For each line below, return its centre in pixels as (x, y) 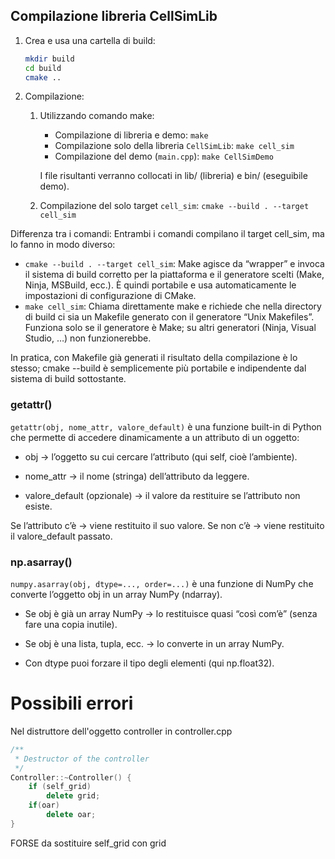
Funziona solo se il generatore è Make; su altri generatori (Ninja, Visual (170, 328)
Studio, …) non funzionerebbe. (88, 338)
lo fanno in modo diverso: (63, 245)
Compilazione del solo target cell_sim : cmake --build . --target (174, 206)
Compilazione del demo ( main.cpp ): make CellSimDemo (164, 156)
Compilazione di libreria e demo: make (131, 135)
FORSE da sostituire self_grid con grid (88, 843)
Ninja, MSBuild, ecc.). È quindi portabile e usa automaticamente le (160, 285)
